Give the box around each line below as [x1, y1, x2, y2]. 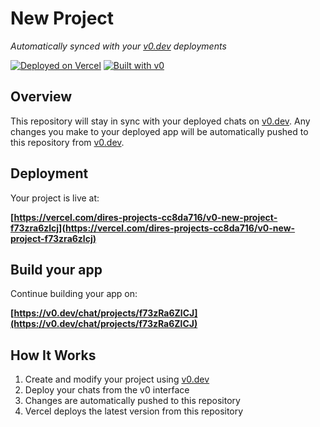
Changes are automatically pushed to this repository [24, 395, 241, 407]
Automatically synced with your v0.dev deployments [10, 40, 227, 52]
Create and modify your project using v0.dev [24, 373, 210, 386]
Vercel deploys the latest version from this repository [24, 405, 244, 417]
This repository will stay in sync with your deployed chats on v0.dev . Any [10, 115, 311, 127]
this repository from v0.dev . [10, 136, 125, 148]
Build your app [10, 261, 103, 278]
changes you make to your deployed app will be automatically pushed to [10, 125, 309, 137]
